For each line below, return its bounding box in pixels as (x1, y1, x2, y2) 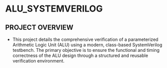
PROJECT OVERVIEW (5, 23, 74, 32)
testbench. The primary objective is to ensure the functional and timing (12, 47, 160, 53)
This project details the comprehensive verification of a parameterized (12, 36, 158, 42)
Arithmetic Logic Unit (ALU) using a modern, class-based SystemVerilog (12, 42, 162, 48)
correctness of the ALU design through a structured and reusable (12, 52, 148, 58)
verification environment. (12, 58, 64, 63)
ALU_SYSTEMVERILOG (5, 3, 103, 15)
